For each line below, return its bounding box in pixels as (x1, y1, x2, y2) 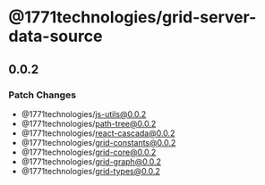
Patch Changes (8, 88, 77, 101)
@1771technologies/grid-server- (8, 7, 257, 28)
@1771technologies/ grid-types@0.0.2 (21, 165, 160, 176)
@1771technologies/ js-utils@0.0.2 (21, 108, 147, 119)
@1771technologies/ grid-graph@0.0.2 (21, 156, 162, 167)
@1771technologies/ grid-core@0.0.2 (21, 147, 157, 157)
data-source (8, 26, 103, 46)
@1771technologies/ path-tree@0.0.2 (21, 118, 157, 129)
